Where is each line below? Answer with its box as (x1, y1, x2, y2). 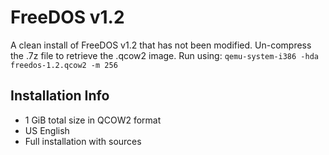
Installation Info (10, 87, 110, 105)
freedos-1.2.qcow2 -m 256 (10, 60, 118, 70)
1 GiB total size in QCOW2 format (24, 114, 162, 126)
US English (24, 124, 70, 136)
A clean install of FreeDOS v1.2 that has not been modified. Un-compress (10, 39, 312, 51)
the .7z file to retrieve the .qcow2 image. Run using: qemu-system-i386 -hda (10, 49, 319, 61)
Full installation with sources (24, 135, 142, 147)
